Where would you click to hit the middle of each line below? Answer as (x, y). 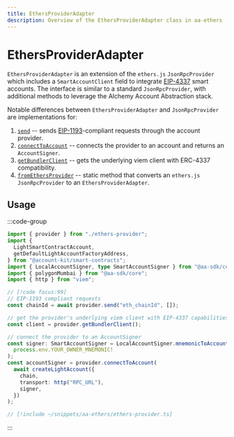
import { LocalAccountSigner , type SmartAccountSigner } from (99, 267)
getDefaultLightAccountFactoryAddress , (71, 253)
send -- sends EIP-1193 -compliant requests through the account (109, 131)
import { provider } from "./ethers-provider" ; (78, 235)
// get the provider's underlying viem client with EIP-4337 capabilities (118, 318)
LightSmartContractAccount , (54, 247)
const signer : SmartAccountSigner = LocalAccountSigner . (92, 343)
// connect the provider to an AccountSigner (74, 337)
